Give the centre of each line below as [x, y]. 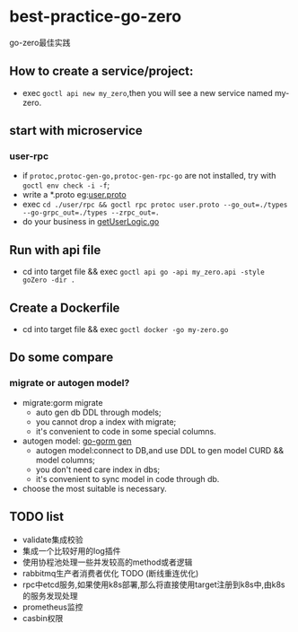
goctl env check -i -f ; [66, 185]
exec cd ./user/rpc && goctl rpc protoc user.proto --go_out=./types [155, 205]
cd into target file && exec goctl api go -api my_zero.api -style [143, 272]
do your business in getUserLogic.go [91, 222]
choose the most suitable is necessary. [95, 488]
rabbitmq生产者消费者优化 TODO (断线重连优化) [110, 573]
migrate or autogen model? [70, 383]
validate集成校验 [53, 540]
